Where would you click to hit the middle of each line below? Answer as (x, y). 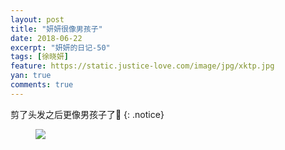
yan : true (31, 76)
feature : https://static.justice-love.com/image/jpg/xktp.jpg (142, 66)
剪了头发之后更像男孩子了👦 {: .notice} (87, 114)
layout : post (37, 19)
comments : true (42, 85)
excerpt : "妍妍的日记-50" (60, 47)
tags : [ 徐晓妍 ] (40, 57)
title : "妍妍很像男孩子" (56, 29)
